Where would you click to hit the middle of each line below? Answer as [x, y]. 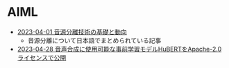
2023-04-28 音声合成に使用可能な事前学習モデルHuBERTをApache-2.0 [119, 49]
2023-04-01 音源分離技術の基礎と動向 [72, 32]
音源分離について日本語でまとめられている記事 [94, 40]
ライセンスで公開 [42, 57]
